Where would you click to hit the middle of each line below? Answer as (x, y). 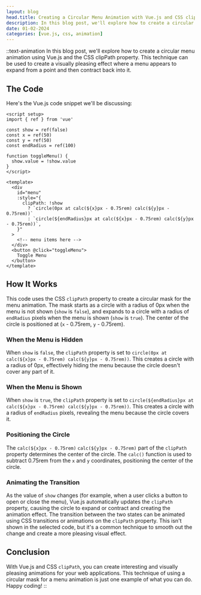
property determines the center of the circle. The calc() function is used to (99, 454)
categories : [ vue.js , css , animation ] (54, 34)
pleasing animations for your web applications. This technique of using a (96, 573)
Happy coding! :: (27, 585)
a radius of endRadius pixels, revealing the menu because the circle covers (98, 413)
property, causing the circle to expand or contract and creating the (88, 508)
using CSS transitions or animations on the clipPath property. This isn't (94, 520)
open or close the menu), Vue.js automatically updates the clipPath (90, 501)
